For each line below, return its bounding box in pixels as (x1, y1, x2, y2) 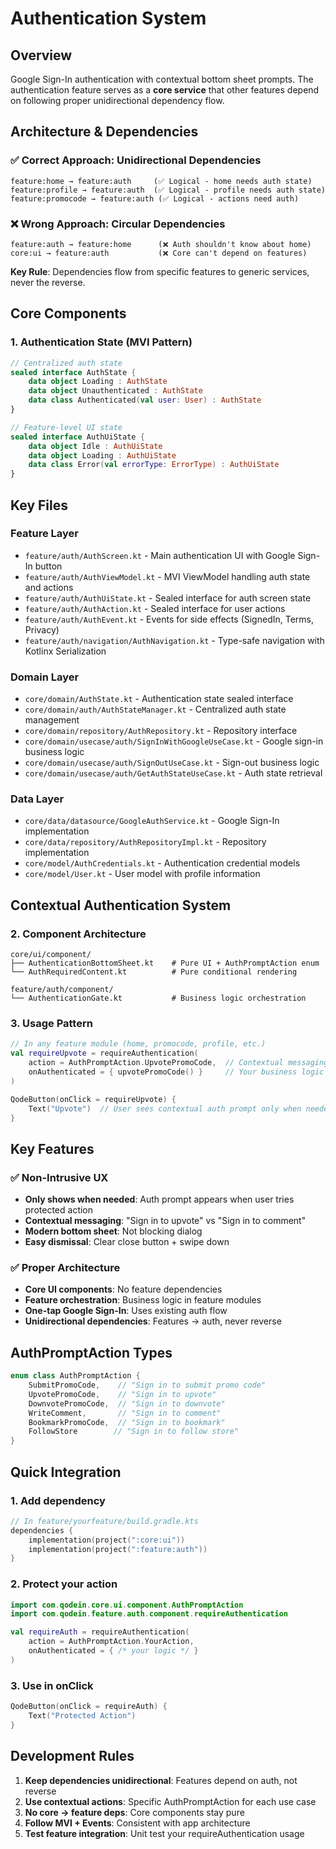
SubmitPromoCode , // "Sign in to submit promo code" (28, 1380, 267, 1391)
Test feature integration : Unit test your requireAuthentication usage (24, 1827, 305, 1839)
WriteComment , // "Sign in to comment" (28, 1408, 222, 1418)
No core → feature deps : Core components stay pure (24, 1806, 245, 1818)
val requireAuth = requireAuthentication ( (10, 1627, 190, 1637)
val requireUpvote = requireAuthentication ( (10, 1048, 199, 1059)
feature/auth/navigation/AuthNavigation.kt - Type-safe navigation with (24, 634, 325, 646)
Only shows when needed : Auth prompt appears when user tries (24, 1193, 295, 1206)
